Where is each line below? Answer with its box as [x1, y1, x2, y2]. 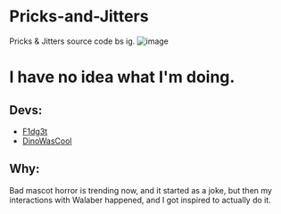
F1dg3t [21, 126, 48, 136]
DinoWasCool [21, 136, 72, 146]
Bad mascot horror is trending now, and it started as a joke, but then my [9, 185, 272, 195]
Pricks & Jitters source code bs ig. [9, 36, 136, 46]
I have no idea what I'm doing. [9, 67, 236, 87]
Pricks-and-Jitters [9, 6, 149, 27]
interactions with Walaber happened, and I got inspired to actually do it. [9, 194, 272, 205]
